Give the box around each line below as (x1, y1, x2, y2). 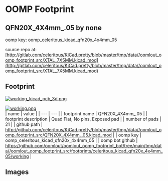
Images (5, 168, 29, 176)
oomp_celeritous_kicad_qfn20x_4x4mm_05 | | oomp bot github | (5, 137, 138, 143)
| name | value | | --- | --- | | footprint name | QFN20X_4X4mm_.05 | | (5, 110, 148, 116)
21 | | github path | (5, 121, 43, 127)
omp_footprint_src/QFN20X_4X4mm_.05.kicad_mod (5, 132, 112, 138)
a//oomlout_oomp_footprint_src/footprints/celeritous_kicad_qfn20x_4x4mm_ (5, 148, 163, 154)
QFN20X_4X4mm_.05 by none (5, 24, 102, 32)
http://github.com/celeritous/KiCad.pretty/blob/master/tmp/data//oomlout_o (5, 126, 162, 132)
